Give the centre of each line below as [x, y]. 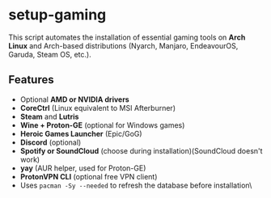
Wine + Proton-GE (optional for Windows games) [102, 125]
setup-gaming [57, 15]
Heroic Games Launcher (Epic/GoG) [81, 133]
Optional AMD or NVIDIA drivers [74, 99]
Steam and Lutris [49, 116]
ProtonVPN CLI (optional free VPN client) [89, 176]
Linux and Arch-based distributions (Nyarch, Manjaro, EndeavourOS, [123, 45]
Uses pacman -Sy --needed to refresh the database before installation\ [136, 185]
